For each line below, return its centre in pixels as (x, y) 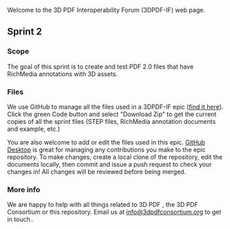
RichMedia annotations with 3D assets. (63, 74)
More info (23, 190)
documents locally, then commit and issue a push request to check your (109, 164)
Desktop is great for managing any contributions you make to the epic (106, 149)
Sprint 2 (25, 31)
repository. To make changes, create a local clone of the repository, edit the (115, 157)
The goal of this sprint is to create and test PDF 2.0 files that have (100, 66)
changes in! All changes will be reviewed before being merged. (97, 172)
